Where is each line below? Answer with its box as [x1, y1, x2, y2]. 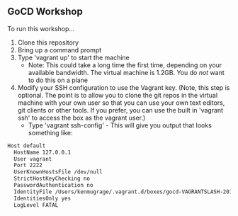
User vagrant [13, 155, 52, 162]
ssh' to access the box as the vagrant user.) [17, 113, 146, 122]
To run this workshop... [7, 24, 75, 33]
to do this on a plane [28, 76, 89, 84]
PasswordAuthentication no [13, 182, 93, 189]
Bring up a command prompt [17, 45, 102, 54]
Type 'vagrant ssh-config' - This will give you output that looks [28, 120, 212, 130]
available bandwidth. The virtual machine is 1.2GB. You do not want [28, 68, 225, 76]
